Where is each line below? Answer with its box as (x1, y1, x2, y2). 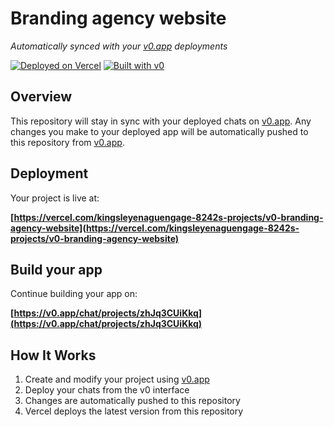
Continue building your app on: (10, 288, 138, 300)
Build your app (10, 261, 103, 278)
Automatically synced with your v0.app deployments (10, 40, 228, 52)
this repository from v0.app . (10, 136, 125, 148)
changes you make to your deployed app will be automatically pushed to (10, 125, 309, 137)
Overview (10, 88, 73, 106)
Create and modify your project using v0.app (24, 373, 210, 386)
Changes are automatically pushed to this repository (24, 395, 241, 407)
